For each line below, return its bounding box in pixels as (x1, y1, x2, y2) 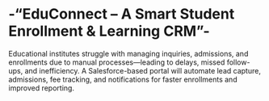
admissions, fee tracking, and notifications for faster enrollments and (8, 74, 237, 84)
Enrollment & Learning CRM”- (8, 22, 210, 40)
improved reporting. (8, 82, 75, 93)
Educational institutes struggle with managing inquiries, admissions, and (8, 48, 249, 58)
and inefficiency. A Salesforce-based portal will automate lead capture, (24, 65, 261, 75)
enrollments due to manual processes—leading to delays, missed (8, 57, 225, 67)
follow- (226, 57, 250, 67)
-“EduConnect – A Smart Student (8, 5, 235, 23)
